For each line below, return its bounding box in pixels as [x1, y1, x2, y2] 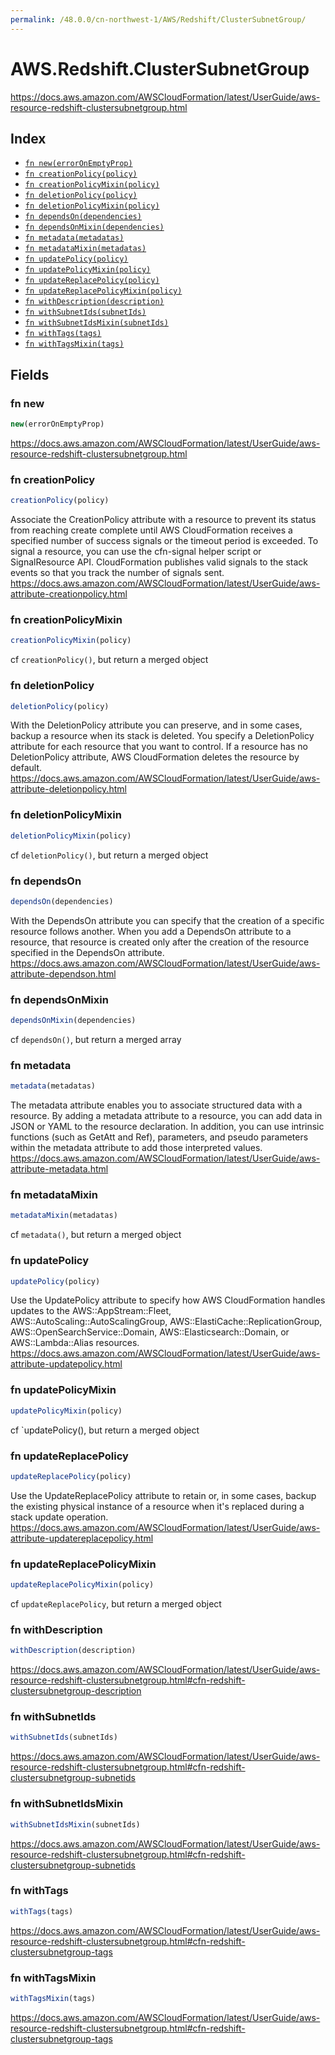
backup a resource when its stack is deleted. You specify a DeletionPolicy [10, 730, 315, 742]
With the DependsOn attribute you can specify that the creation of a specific [10, 914, 325, 926]
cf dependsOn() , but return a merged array [10, 1033, 182, 1045]
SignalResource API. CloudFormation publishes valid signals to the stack [10, 556, 308, 568]
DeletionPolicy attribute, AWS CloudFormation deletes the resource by [10, 751, 300, 763]
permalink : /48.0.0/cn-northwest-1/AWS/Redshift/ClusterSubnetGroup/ [10, 14, 307, 25]
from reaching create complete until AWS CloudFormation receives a [10, 524, 293, 536]
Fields [10, 366, 50, 383]
